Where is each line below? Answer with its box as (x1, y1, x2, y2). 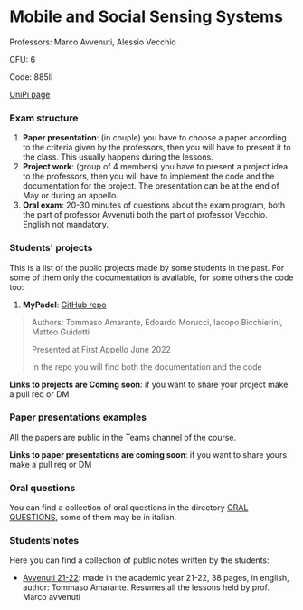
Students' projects (9, 242, 93, 255)
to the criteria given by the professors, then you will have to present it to (22, 142, 291, 153)
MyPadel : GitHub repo (22, 299, 107, 310)
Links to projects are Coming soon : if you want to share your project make (9, 379, 289, 390)
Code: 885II (9, 71, 53, 82)
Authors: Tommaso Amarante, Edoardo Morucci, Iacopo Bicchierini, (31, 316, 283, 327)
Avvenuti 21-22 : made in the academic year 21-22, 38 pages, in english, (22, 573, 289, 584)
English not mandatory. (22, 219, 109, 230)
